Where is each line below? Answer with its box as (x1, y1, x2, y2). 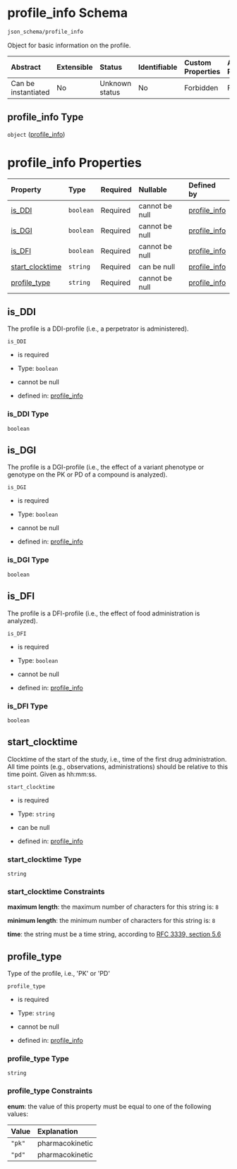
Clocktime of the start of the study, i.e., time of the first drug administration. (7, 754, 227, 763)
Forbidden (184, 82, 219, 92)
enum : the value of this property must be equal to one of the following (7, 1102, 212, 1110)
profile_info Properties (7, 154, 142, 171)
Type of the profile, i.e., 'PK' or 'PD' (7, 969, 111, 978)
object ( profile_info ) (7, 130, 66, 138)
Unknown (99, 78, 132, 88)
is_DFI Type (7, 701, 48, 711)
